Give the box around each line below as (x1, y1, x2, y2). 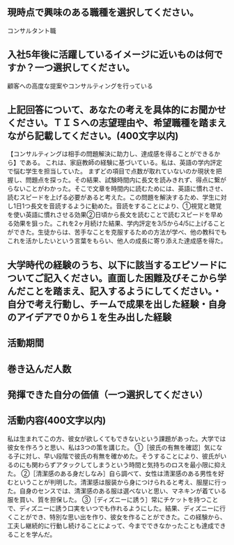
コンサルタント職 (7, 26, 56, 35)
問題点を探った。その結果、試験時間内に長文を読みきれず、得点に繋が (25, 176, 227, 184)
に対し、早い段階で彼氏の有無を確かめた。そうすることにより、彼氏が (19, 452, 221, 460)
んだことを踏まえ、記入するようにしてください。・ (7, 285, 222, 297)
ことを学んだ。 (13, 530, 56, 538)
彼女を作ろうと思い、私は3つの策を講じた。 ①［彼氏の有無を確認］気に (7, 443, 217, 451)
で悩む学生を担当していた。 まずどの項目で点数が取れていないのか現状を (7, 167, 217, 175)
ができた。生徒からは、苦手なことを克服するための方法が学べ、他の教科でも (7, 228, 227, 237)
